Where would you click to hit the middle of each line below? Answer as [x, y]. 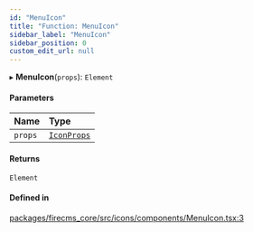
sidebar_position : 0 [48, 43]
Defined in [29, 198]
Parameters [32, 97]
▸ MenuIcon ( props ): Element [61, 77]
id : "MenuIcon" [38, 18]
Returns [25, 158]
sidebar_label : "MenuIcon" [60, 34]
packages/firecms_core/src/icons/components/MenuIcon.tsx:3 [126, 218]
